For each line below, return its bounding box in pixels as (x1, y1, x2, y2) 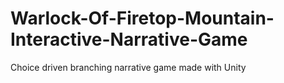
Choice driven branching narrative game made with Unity (10, 61, 247, 73)
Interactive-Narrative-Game (10, 28, 248, 51)
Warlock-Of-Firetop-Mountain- (10, 7, 275, 30)
